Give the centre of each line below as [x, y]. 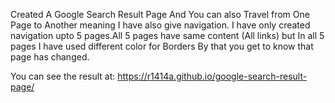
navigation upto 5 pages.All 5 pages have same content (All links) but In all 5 [167, 35]
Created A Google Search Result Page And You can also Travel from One [160, 14]
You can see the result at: [63, 76]
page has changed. [50, 57]
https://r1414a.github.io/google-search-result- [212, 76]
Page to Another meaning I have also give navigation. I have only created [160, 25]
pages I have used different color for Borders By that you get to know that [162, 46]
